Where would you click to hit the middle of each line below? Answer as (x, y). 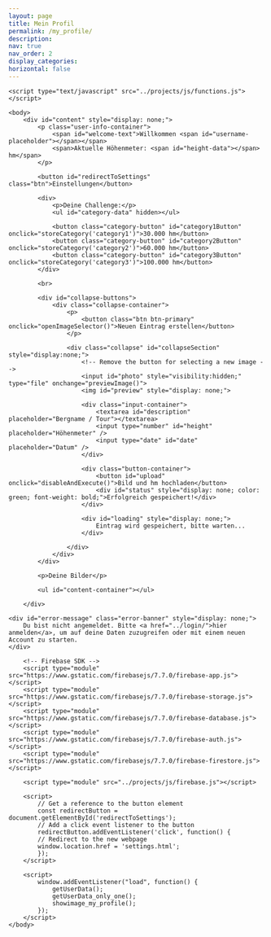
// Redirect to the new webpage (93, 839)
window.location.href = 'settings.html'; (109, 846)
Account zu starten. (44, 640)
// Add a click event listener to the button (116, 825)
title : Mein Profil (42, 24)
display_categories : (44, 62)
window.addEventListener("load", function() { (118, 882)
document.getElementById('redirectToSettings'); (92, 818)
